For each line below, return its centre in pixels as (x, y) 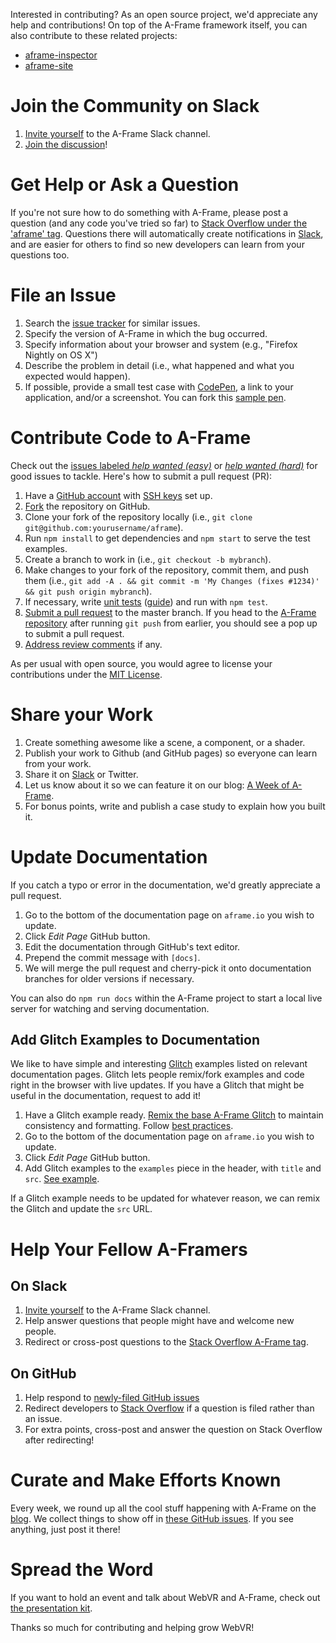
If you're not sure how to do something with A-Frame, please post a (149, 212)
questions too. (40, 255)
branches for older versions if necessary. (109, 978)
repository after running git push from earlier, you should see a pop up (171, 623)
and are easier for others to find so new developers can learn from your (157, 244)
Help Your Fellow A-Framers (129, 1249)
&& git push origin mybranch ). (88, 591)
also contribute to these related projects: (94, 35)
